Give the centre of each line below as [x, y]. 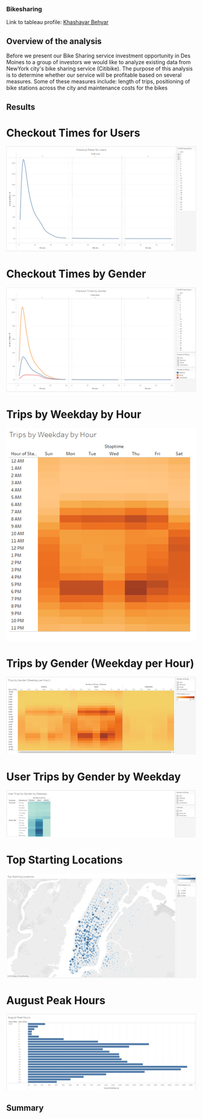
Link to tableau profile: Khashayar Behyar [58, 22]
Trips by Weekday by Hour [74, 414]
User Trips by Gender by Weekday [93, 777]
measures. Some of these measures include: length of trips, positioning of [98, 82]
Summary [25, 1108]
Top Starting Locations [65, 860]
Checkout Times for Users [73, 133]
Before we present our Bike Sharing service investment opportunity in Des [99, 56]
